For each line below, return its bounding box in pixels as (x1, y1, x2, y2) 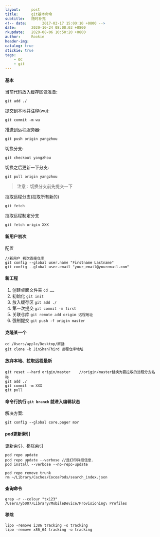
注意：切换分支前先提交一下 (17, 183, 73, 189)
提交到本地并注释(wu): (5, 108, 50, 114)
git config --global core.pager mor (5, 420, 79, 425)
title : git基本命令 (5, 12, 53, 17)
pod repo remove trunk (5, 470, 51, 476)
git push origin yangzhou (5, 137, 57, 141)
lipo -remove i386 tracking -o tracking (5, 523, 89, 528)
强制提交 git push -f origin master (12, 318, 85, 323)
